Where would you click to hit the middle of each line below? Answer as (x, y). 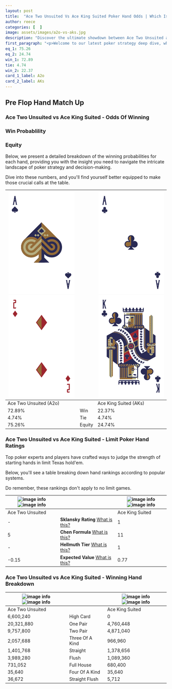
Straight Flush (84, 679)
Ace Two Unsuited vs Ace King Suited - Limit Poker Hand (77, 439)
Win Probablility (26, 131)
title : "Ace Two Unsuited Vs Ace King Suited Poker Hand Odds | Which (83, 16)
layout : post (19, 11)
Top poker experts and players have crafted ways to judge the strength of (83, 457)
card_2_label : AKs (25, 81)
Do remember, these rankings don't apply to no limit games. (68, 488)
